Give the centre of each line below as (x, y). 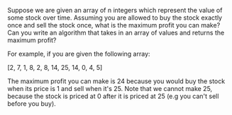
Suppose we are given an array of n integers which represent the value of (115, 10)
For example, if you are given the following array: (79, 54)
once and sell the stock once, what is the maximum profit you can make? (114, 25)
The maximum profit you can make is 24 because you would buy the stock (116, 81)
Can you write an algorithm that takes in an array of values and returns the (116, 32)
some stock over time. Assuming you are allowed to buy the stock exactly (115, 18)
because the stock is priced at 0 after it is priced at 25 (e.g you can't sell (113, 96)
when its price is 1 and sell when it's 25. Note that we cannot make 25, (110, 89)
